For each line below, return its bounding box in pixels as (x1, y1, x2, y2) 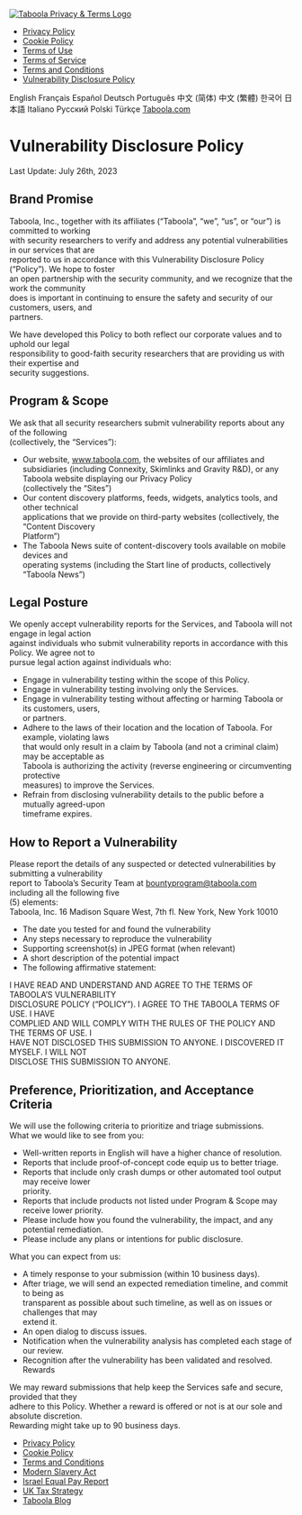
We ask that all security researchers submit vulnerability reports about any (9, 417, 285, 428)
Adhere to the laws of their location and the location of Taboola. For (22, 722, 273, 734)
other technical (22, 501, 79, 513)
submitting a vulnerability (9, 868, 103, 879)
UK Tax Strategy (22, 1485, 84, 1496)
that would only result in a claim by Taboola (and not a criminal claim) (22, 742, 280, 753)
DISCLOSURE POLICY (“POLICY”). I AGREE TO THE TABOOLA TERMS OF (9, 999, 280, 1009)
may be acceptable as (22, 751, 105, 762)
